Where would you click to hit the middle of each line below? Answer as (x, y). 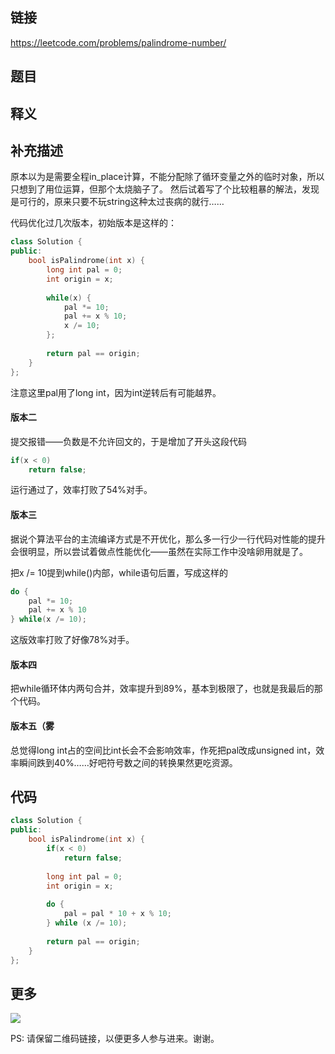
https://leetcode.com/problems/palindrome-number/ (118, 42)
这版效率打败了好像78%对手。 (72, 640)
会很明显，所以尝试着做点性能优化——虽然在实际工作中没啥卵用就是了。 (159, 551)
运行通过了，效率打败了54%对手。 (81, 490)
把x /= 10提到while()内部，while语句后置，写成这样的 (119, 572)
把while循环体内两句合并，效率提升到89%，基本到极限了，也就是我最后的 (162, 689)
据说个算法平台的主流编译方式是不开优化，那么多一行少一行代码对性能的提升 (168, 539)
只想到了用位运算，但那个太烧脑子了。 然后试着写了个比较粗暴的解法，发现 (165, 189)
